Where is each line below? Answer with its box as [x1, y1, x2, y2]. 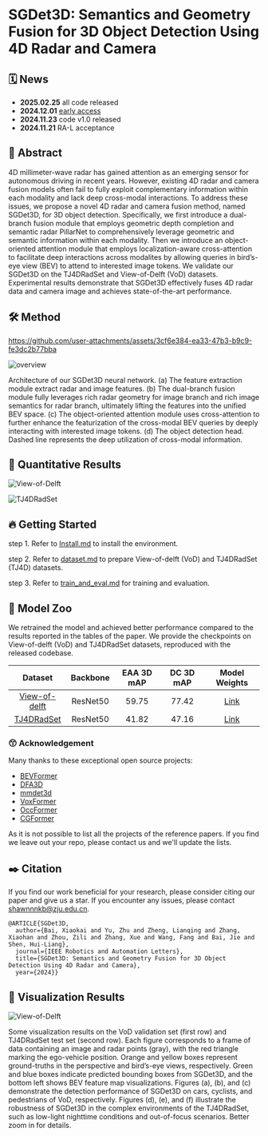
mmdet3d [19, 788, 52, 798]
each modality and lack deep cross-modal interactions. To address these [8, 193, 249, 202]
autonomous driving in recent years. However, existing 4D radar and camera [8, 176, 259, 185]
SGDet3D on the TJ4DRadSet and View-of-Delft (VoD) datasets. [8, 269, 219, 279]
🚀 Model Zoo [8, 601, 73, 615]
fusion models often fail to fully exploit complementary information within [8, 184, 249, 193]
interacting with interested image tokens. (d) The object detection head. [8, 426, 244, 436]
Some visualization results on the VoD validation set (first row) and [8, 1026, 227, 1036]
